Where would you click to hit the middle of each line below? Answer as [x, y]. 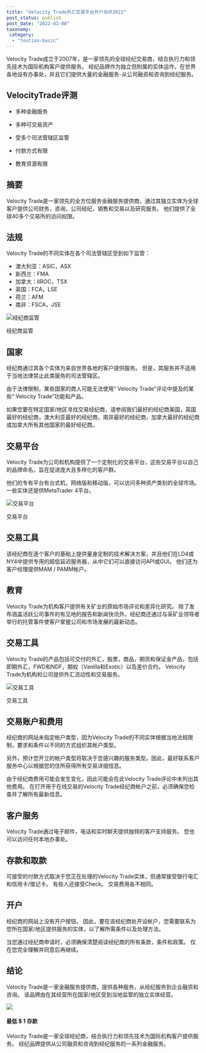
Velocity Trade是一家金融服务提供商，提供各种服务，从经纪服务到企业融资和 [103, 987]
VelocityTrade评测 [42, 96]
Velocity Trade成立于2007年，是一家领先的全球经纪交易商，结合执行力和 [98, 59]
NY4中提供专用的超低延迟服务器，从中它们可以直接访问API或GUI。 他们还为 [102, 561]
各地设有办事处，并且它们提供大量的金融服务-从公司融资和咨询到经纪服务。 [102, 74]
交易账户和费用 [35, 722]
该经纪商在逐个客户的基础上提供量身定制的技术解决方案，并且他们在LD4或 [100, 554]
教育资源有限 [31, 163]
